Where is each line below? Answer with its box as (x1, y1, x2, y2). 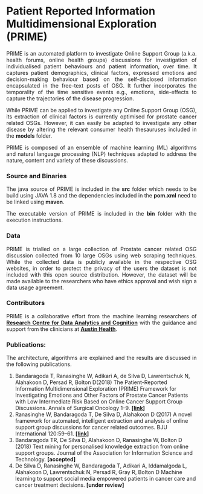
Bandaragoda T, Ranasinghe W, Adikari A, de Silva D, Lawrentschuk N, (14, 373, 190, 380)
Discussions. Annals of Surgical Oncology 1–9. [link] (14, 405, 145, 412)
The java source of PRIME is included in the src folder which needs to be (6, 185, 197, 193)
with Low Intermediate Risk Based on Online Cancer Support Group (14, 398, 183, 405)
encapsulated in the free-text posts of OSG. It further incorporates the (6, 82, 197, 89)
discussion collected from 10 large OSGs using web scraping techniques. (6, 252, 197, 259)
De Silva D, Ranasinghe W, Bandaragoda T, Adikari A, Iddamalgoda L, (14, 462, 187, 469)
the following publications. (6, 361, 72, 368)
